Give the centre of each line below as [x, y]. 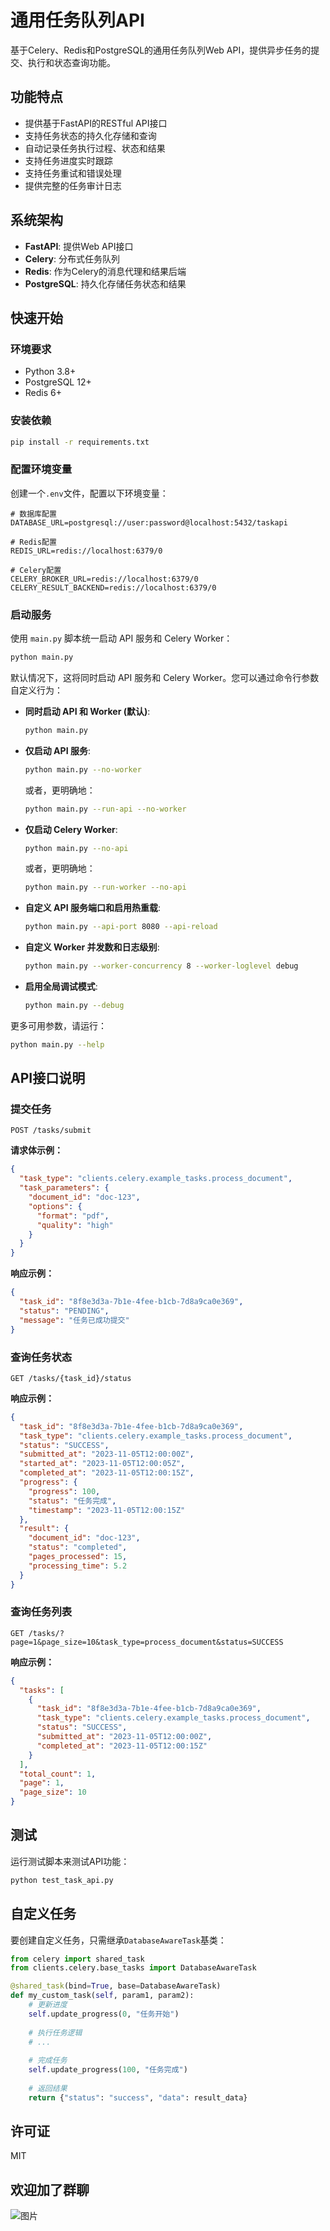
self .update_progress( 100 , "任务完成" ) [108, 2070]
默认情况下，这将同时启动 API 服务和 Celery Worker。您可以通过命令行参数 [165, 677]
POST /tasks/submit [51, 1131]
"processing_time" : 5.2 [78, 1566]
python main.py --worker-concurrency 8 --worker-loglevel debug [161, 966]
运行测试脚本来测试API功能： [70, 1861]
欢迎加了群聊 [50, 2189]
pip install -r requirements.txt [80, 442]
